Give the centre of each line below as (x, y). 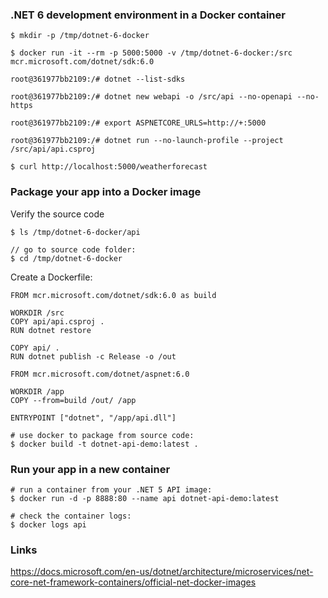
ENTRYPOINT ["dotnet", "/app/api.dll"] (93, 418)
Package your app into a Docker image (106, 192)
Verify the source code (57, 214)
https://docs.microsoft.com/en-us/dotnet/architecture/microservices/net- (162, 572)
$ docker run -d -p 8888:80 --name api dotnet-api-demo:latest (145, 498)
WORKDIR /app (37, 391)
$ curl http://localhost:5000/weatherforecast (109, 167)
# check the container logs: (71, 516)
